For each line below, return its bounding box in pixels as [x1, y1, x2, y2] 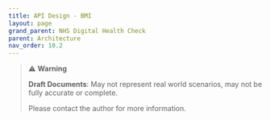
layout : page [8, 19, 52, 27]
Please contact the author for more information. [27, 104, 187, 114]
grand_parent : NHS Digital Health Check [8, 27, 147, 35]
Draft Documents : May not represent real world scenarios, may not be [27, 80, 263, 89]
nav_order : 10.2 [8, 42, 63, 50]
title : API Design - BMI [8, 11, 92, 20]
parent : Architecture [8, 34, 81, 43]
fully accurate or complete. [27, 88, 118, 97]
